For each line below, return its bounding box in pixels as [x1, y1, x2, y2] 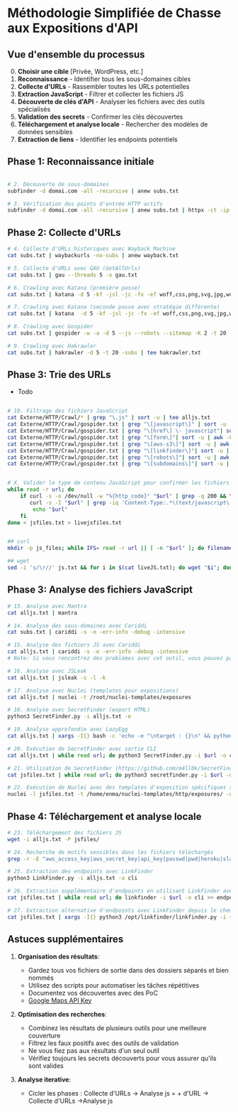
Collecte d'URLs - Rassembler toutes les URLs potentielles [17, 82, 190, 90]
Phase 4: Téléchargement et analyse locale [7, 810, 202, 822]
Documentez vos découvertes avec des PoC [28, 988, 158, 997]
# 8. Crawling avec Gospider [7, 323, 93, 330]
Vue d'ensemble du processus [7, 48, 145, 60]
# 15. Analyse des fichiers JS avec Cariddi [7, 642, 141, 649]
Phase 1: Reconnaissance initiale [7, 156, 154, 168]
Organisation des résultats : [17, 952, 100, 961]
